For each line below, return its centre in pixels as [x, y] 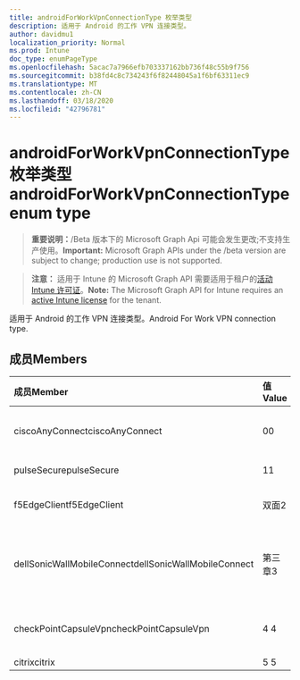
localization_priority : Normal [67, 42]
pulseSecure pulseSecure [67, 470]
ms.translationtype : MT [54, 84]
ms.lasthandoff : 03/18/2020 [62, 101]
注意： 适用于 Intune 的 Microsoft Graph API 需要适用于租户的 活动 [152, 279]
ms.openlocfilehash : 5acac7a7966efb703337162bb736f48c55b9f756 [129, 68]
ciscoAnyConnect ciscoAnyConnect [88, 431]
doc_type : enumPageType [54, 59]
